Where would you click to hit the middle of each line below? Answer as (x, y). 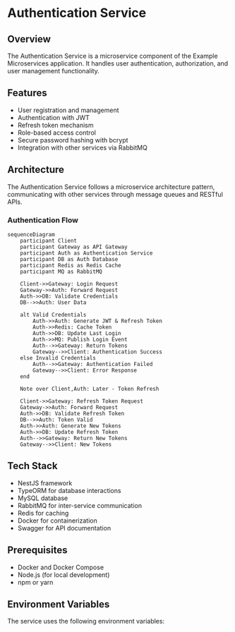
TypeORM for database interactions (69, 490)
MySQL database (43, 498)
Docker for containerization (57, 521)
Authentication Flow (43, 220)
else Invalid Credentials (58, 358)
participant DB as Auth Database (69, 259)
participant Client (49, 241)
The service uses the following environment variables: (86, 621)
